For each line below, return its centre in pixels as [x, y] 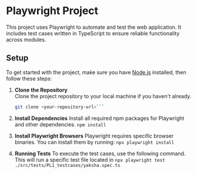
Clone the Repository [41, 90]
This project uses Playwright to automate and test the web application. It [94, 27]
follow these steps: [29, 78]
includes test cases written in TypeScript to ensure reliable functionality [93, 33]
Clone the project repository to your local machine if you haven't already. [103, 96]
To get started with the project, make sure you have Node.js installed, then [96, 72]
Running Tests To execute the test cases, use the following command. [100, 153]
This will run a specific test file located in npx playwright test [90, 159]
